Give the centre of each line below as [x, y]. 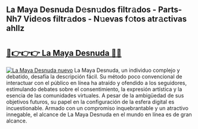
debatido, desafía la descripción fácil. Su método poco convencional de [94, 76]
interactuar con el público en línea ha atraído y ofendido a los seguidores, [96, 83]
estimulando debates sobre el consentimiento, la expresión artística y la [94, 89]
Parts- [170, 10]
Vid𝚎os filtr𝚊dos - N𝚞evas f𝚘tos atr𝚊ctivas [105, 19]
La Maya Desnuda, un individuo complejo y [127, 70]
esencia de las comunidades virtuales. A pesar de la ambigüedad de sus [95, 95]
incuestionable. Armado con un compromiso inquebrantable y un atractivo [98, 108]
